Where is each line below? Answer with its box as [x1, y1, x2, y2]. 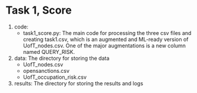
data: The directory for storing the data [14, 54, 110, 62]
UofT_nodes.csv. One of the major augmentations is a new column [23, 42, 186, 49]
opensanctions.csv [23, 67, 69, 74]
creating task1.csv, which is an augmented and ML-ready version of [23, 36, 189, 43]
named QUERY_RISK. [23, 48, 75, 55]
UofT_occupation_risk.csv [23, 73, 87, 81]
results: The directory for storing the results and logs [14, 79, 144, 86]
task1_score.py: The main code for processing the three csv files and [23, 29, 192, 36]
